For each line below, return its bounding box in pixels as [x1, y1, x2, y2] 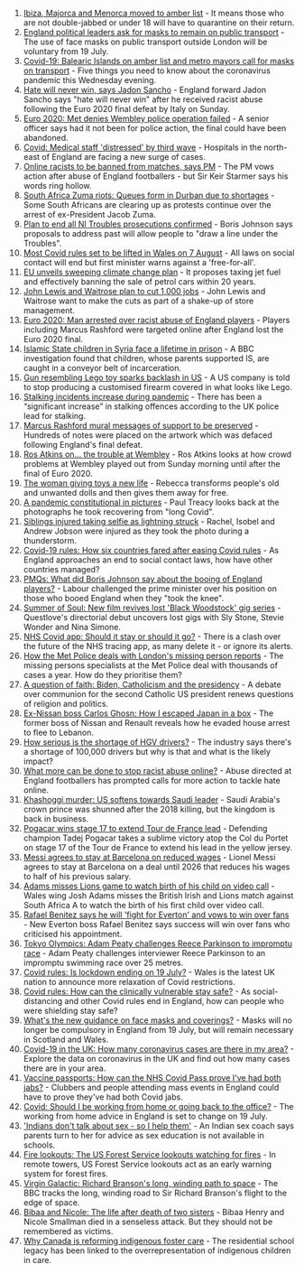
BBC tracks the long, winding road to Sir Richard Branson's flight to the [23, 1187, 288, 1198]
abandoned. [23, 133, 69, 143]
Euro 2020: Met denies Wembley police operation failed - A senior [23, 113, 270, 124]
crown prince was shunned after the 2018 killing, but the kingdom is [23, 804, 276, 814]
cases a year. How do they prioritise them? [23, 670, 183, 680]
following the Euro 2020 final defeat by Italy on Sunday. [23, 104, 230, 114]
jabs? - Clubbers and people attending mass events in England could [23, 1083, 280, 1092]
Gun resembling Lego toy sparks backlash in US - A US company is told [23, 372, 290, 383]
